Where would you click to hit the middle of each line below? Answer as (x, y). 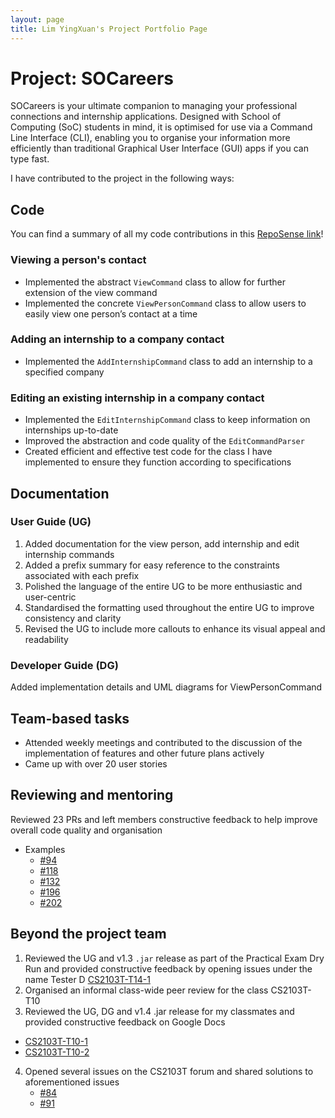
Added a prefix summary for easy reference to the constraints (152, 565)
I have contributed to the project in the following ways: (122, 178)
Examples (45, 849)
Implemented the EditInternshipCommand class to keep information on (167, 420)
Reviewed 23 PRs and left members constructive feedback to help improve (164, 819)
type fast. (30, 159)
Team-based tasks (70, 718)
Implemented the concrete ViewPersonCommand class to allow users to (165, 303)
